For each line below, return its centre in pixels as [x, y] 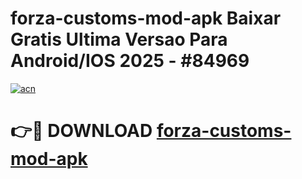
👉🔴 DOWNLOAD [81, 131]
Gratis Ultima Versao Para [119, 39]
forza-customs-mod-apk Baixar [146, 18]
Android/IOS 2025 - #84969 [130, 61]
